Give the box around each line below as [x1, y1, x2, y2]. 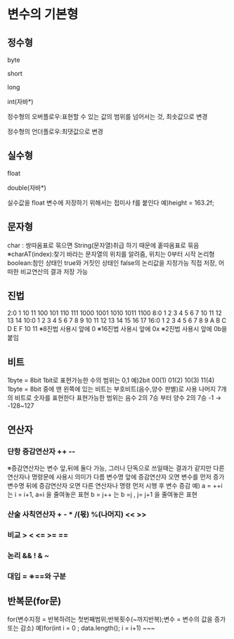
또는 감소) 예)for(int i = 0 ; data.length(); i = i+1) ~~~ [7, 624, 155, 633]
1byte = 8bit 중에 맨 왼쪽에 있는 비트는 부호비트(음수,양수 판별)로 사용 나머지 [7, 385, 216, 394]
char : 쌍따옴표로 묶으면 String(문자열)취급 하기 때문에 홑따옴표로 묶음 [7, 240, 200, 250]
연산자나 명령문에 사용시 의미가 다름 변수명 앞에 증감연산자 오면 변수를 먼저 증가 [7, 472, 225, 481]
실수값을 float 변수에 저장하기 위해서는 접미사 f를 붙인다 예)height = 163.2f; [7, 198, 214, 207]
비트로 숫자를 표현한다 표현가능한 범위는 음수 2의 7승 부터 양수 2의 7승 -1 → [14, 394, 222, 402]
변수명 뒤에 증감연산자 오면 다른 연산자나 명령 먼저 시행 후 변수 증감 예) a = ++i [7, 481, 223, 489]
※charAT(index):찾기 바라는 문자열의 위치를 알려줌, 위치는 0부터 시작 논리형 [7, 250, 215, 258]
